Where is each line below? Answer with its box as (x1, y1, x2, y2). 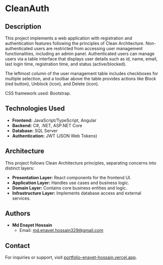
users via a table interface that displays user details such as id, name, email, (5, 56, 158, 61)
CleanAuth (5, 3, 50, 14)
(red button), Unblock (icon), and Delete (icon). (5, 81, 99, 87)
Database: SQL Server (12, 128, 58, 133)
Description (5, 22, 41, 31)
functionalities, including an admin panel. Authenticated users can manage (5, 51, 155, 57)
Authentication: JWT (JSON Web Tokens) (12, 132, 97, 139)
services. (12, 195, 31, 201)
